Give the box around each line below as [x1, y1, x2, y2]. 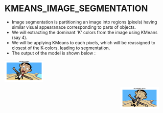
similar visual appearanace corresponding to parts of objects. [11, 24, 136, 30]
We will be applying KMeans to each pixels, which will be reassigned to [11, 39, 156, 45]
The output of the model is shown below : [11, 50, 96, 56]
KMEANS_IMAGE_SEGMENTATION [4, 3, 148, 14]
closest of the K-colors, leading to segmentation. [11, 45, 110, 51]
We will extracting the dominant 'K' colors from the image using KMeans [11, 29, 158, 35]
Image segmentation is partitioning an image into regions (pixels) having [11, 19, 158, 25]
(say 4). [11, 35, 27, 40]
